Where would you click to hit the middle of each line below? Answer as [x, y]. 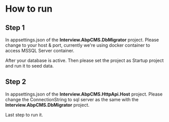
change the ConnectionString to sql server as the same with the [72, 99]
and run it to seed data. [30, 66]
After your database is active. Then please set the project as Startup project [84, 60]
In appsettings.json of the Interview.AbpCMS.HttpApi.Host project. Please [84, 94]
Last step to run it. [24, 114]
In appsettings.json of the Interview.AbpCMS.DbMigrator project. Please [82, 40]
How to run [29, 9]
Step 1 [15, 28]
